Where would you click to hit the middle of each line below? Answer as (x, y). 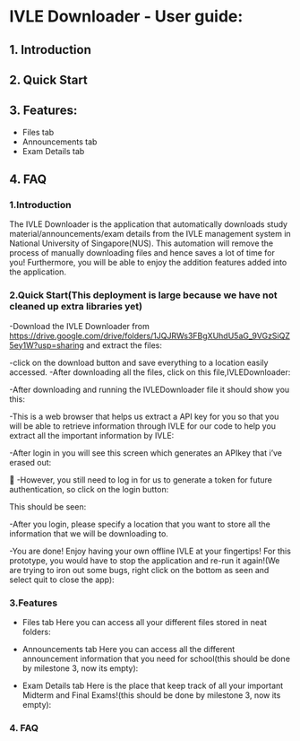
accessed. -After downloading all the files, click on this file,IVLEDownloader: (150, 372)
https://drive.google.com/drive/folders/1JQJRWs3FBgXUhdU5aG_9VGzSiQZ (150, 336)
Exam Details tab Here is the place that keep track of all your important (153, 686)
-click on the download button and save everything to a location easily (139, 362)
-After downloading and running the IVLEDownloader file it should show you (150, 389)
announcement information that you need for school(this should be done (156, 659)
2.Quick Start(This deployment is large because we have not (143, 295)
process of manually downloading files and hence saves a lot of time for (142, 253)
